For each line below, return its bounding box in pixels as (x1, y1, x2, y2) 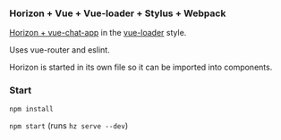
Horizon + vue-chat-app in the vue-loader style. (9, 28, 187, 38)
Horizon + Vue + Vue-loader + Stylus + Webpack (9, 7, 226, 20)
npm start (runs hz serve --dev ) (9, 119, 128, 131)
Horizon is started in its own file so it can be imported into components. (9, 62, 273, 73)
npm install (9, 104, 54, 113)
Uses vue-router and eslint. (9, 45, 110, 55)
